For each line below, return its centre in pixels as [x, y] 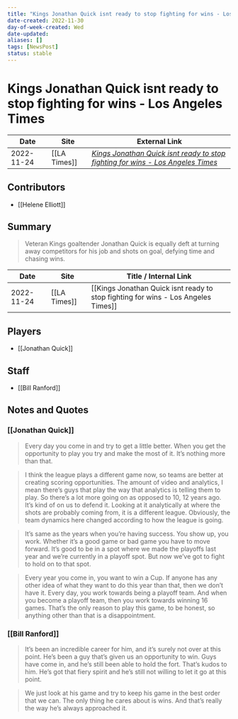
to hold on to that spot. [58, 564]
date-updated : [28, 34]
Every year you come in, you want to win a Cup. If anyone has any [121, 577]
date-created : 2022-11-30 [45, 21]
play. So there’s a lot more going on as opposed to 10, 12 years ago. [123, 497]
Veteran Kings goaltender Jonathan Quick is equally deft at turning [122, 244]
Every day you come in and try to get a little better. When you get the [125, 446]
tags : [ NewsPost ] [33, 47]
